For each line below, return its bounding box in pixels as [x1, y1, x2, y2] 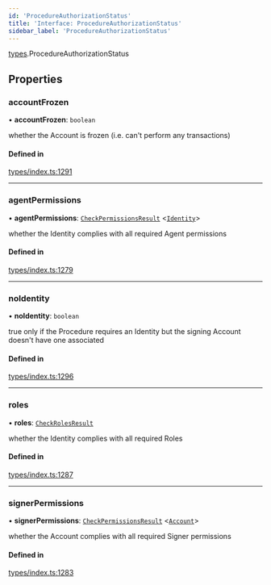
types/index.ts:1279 [8, 265, 74, 274]
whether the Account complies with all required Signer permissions [8, 532, 231, 541]
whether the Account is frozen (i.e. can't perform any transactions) [8, 131, 231, 140]
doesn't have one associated [8, 336, 105, 345]
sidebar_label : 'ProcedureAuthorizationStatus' [8, 27, 172, 35]
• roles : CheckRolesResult [8, 417, 94, 428]
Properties [8, 72, 63, 86]
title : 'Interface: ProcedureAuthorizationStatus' [8, 19, 182, 27]
